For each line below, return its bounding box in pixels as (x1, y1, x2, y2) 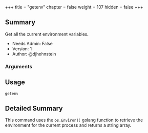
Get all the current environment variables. (5, 31, 89, 37)
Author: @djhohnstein (12, 51, 56, 57)
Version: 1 (12, 46, 32, 52)
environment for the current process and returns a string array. (5, 122, 132, 128)
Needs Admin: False (12, 40, 53, 46)
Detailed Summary (5, 104, 63, 113)
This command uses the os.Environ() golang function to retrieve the (5, 117, 143, 123)
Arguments (5, 63, 33, 70)
